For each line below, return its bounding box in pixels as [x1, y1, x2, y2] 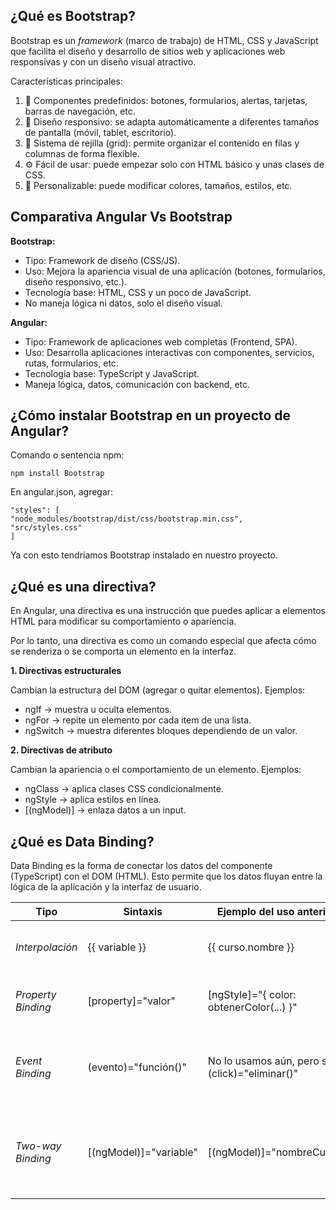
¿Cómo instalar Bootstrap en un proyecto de [10, 407, 292, 424]
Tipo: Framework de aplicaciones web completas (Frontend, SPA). [24, 335, 298, 348]
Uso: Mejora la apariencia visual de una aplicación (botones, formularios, [24, 265, 326, 277]
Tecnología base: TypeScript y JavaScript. [24, 367, 200, 379]
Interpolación [15, 940, 78, 954]
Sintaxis [123, 905, 163, 919]
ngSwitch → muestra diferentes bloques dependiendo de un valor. [24, 725, 298, 737]
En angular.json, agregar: [10, 486, 114, 498]
